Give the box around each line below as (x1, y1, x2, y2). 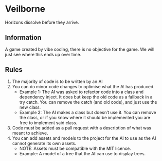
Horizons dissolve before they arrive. (5, 19, 79, 25)
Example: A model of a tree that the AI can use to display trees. (19, 150, 146, 156)
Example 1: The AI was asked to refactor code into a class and (19, 89, 144, 95)
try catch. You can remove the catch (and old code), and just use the (19, 99, 157, 105)
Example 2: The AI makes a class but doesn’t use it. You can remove (19, 109, 157, 115)
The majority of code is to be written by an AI (12, 79, 103, 84)
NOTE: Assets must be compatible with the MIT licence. (19, 145, 131, 151)
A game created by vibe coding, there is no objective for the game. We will (5, 46, 155, 52)
